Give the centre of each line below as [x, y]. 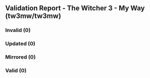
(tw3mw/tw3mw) [33, 16]
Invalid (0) [18, 30]
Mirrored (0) [21, 57]
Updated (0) [20, 43]
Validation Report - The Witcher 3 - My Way [75, 8]
